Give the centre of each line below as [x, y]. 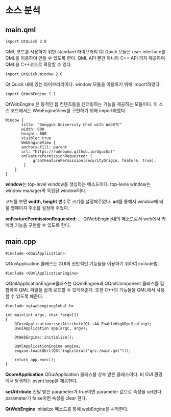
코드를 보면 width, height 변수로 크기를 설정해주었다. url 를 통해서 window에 [82, 201]
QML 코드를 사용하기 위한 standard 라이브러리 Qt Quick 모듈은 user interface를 [86, 51]
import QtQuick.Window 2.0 [34, 74]
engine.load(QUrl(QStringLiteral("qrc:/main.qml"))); [73, 351]
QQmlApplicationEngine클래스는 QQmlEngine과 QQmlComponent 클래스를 [82, 283]
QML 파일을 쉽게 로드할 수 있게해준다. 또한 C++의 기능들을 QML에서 [87, 289]
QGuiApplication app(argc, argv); [51, 328]
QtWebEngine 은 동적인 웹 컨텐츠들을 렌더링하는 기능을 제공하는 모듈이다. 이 [82, 104]
